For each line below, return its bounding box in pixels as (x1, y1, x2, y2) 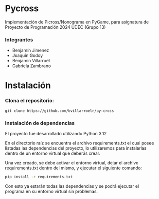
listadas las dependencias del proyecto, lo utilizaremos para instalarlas (5, 145, 147, 151)
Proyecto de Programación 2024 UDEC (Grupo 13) (5, 24, 106, 30)
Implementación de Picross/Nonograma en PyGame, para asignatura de (5, 19, 149, 25)
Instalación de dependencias (5, 120, 75, 127)
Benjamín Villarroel (12, 58, 50, 64)
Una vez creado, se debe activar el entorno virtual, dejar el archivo (5, 160, 139, 166)
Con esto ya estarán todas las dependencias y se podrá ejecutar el (5, 183, 139, 189)
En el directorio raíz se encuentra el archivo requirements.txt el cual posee (5, 140, 154, 146)
